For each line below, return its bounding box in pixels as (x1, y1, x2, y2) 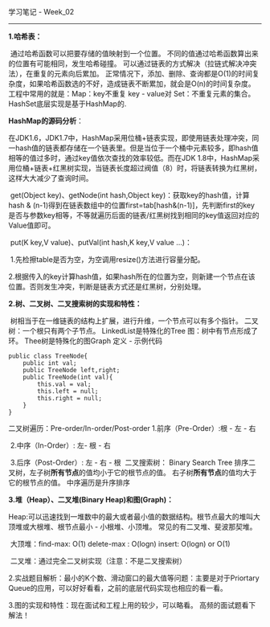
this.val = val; (37, 380, 92, 388)
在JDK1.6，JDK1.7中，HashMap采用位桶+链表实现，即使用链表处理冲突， (8, 133, 252, 142)
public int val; (22, 359, 78, 367)
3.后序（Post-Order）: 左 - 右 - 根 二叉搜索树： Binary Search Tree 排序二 (10, 457, 256, 467)
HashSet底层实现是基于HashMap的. (8, 99, 127, 109)
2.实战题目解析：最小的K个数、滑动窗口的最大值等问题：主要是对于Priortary (8, 573, 260, 583)
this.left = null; (37, 387, 99, 395)
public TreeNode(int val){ (22, 373, 113, 381)
